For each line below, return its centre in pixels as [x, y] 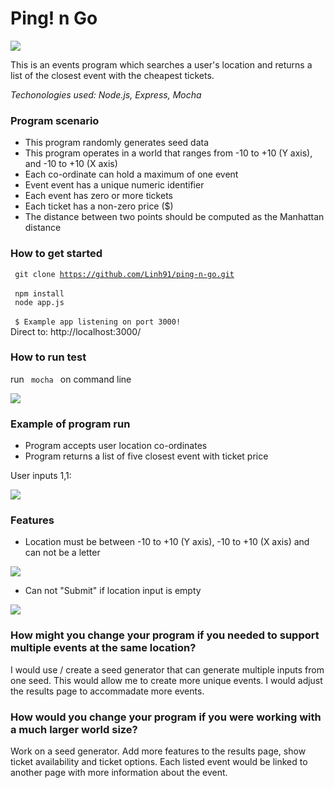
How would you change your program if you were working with [166, 717]
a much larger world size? [74, 729]
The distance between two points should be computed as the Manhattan [174, 217]
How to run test [48, 357]
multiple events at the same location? [103, 648]
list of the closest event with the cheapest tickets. [112, 75]
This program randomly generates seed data [117, 143]
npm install [39, 293]
